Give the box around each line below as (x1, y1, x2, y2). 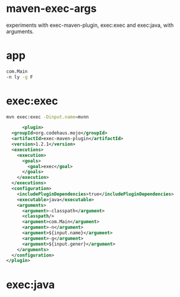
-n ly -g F (6, 74, 33, 80)
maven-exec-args (6, 2, 97, 16)
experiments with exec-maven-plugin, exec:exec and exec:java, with (6, 21, 174, 29)
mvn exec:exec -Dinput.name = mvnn (6, 114, 89, 120)
